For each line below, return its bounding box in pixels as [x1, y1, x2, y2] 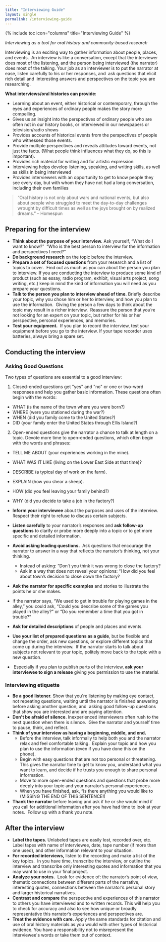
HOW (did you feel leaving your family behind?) [12, 488, 109, 494]
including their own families [12, 185, 69, 191]
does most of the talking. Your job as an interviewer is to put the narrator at [5, 65, 159, 71]
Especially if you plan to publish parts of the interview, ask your [13, 664, 144, 670]
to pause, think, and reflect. [12, 725, 69, 731]
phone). [19, 751, 36, 757]
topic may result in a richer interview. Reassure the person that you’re [12, 307, 156, 313]
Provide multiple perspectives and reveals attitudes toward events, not [12, 143, 156, 149]
